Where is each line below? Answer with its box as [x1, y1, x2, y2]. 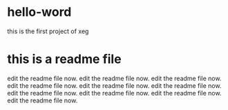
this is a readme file [7, 51, 122, 67]
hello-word [7, 4, 72, 20]
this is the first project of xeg [7, 27, 89, 35]
